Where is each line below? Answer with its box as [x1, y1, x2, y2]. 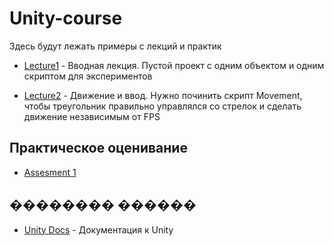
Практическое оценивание [9, 140, 188, 157]
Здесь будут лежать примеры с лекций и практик [9, 40, 222, 52]
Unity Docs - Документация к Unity [23, 223, 174, 236]
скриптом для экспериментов [23, 70, 153, 82]
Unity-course [9, 7, 123, 30]
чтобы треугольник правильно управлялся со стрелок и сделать [23, 100, 302, 112]
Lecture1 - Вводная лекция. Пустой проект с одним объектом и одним [23, 59, 325, 71]
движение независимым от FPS [23, 110, 161, 122]
